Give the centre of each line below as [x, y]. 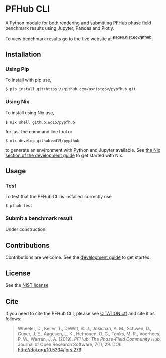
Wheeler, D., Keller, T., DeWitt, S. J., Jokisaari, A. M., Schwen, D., [85, 329]
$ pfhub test [19, 206]
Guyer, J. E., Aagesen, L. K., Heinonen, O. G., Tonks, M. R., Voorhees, [89, 334]
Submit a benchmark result [39, 218]
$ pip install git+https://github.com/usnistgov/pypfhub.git [71, 89]
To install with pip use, [28, 80]
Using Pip [17, 69]
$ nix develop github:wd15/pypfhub [43, 141]
